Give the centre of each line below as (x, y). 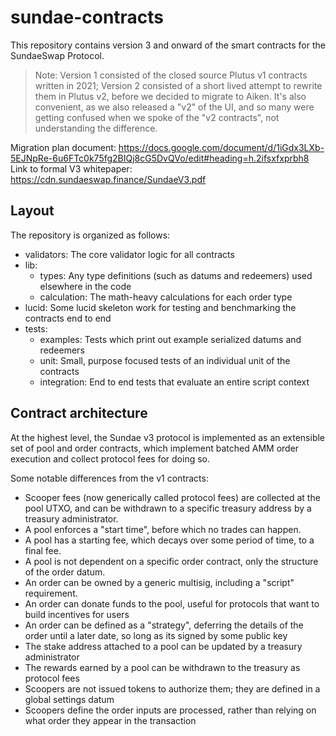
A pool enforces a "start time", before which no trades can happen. (163, 529)
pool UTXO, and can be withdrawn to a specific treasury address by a (168, 508)
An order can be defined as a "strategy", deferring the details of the (164, 625)
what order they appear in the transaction (110, 720)
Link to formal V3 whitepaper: (71, 168)
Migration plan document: (63, 147)
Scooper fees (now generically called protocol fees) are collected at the (172, 497)
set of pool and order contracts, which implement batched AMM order (155, 448)
